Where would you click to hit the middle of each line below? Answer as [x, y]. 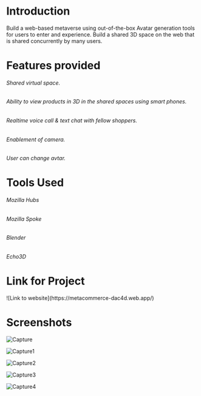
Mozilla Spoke [24, 219]
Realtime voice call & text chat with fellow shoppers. [72, 120]
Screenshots [39, 322]
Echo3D [16, 256]
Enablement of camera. [36, 139]
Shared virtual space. [33, 83]
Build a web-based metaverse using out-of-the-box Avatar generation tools [101, 28]
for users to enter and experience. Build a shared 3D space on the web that [101, 34]
